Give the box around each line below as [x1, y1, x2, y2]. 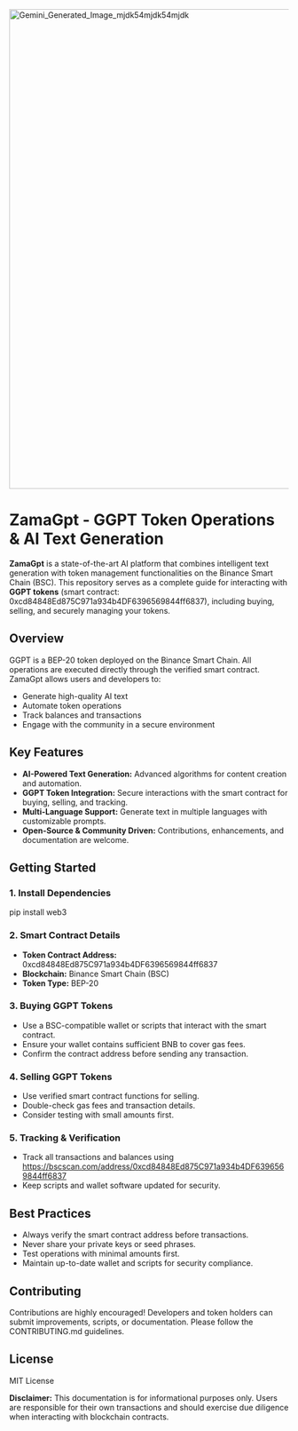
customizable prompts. [21, 815, 106, 826]
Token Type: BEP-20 [21, 977, 99, 989]
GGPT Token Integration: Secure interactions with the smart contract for [21, 787, 288, 798]
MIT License [9, 1375, 55, 1386]
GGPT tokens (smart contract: [9, 586, 120, 597]
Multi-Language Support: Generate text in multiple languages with [21, 806, 268, 816]
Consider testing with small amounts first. [21, 1109, 175, 1120]
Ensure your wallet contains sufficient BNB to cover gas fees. [21, 1038, 246, 1049]
